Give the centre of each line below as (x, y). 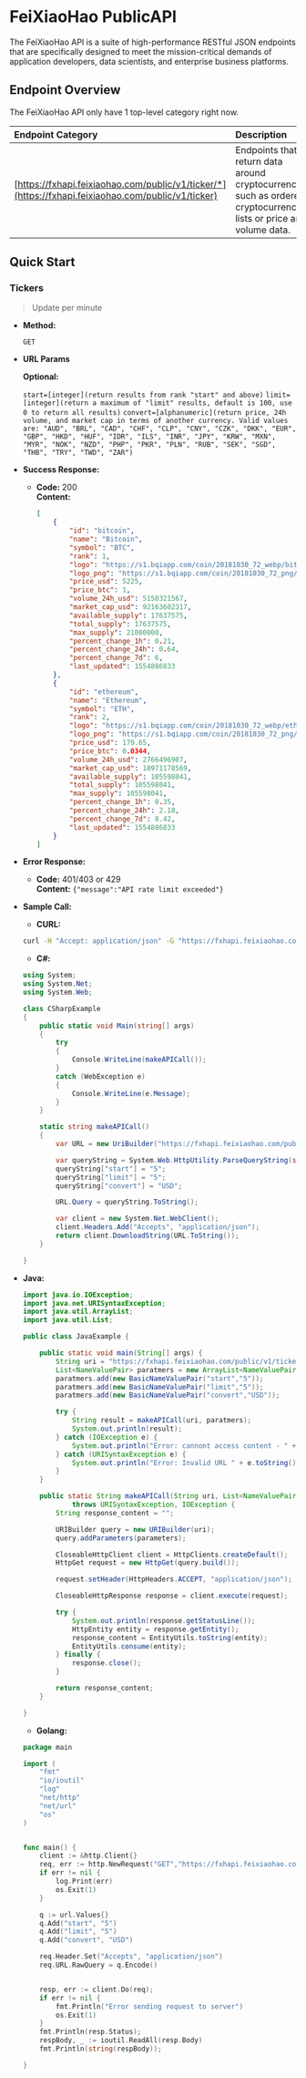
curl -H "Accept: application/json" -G (98, 941)
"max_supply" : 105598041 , (118, 794)
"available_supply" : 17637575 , (128, 615)
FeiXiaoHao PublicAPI (93, 17)
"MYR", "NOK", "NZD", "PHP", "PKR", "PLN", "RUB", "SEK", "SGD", (149, 445)
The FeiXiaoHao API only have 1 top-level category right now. (124, 112)
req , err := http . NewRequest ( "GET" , (109, 1865)
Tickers (26, 288)
